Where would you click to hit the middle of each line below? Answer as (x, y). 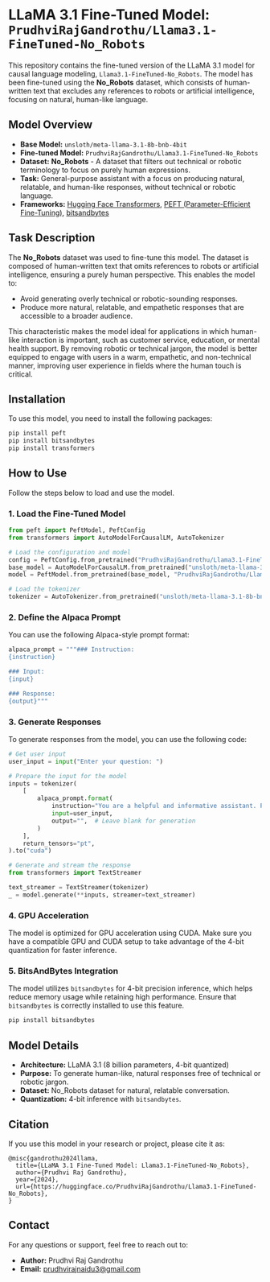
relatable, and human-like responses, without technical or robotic (128, 187)
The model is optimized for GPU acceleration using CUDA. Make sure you (130, 933)
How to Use (38, 474)
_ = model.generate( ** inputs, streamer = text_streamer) (102, 895)
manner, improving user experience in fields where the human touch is (125, 365)
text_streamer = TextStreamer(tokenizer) (79, 888)
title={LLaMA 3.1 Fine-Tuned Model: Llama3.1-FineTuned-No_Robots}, (133, 1165)
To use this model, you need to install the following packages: (110, 418)
